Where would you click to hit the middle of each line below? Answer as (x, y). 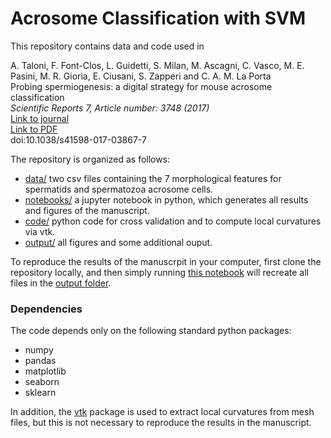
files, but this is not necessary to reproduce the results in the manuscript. (161, 423)
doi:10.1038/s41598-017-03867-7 (78, 139)
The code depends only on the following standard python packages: (151, 331)
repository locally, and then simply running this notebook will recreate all (159, 272)
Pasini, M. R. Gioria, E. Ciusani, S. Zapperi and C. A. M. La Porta (141, 76)
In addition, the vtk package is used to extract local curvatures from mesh (162, 412)
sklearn (40, 393)
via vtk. (40, 231)
